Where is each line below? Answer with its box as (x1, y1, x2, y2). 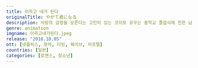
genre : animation (6, 25, 49, 31)
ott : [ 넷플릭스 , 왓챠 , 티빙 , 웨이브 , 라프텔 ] (6, 42, 103, 48)
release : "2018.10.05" (6, 36, 62, 42)
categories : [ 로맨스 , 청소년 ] (6, 53, 73, 59)
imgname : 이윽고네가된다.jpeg (6, 31, 72, 37)
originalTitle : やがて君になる (6, 14, 77, 20)
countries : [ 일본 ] (6, 47, 49, 53)
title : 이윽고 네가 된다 (6, 8, 59, 15)
